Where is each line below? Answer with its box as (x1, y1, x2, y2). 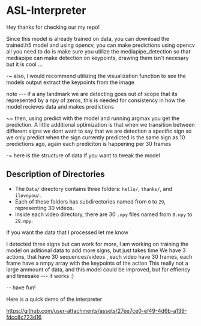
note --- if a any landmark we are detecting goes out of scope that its (6, 90, 178, 97)
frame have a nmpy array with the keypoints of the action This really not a (6, 259, 188, 267)
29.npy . (14, 217, 33, 224)
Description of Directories (6, 169, 105, 180)
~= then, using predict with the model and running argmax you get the (6, 115, 180, 122)
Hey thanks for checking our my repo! (6, 23, 100, 31)
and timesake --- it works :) (6, 272, 74, 279)
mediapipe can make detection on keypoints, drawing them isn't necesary (6, 54, 189, 61)
